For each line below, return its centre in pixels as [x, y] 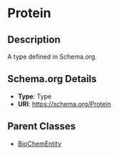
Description [34, 40]
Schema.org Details [52, 79]
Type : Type [35, 96]
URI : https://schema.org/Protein [64, 104]
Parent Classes [42, 126]
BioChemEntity [40, 144]
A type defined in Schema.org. [52, 56]
